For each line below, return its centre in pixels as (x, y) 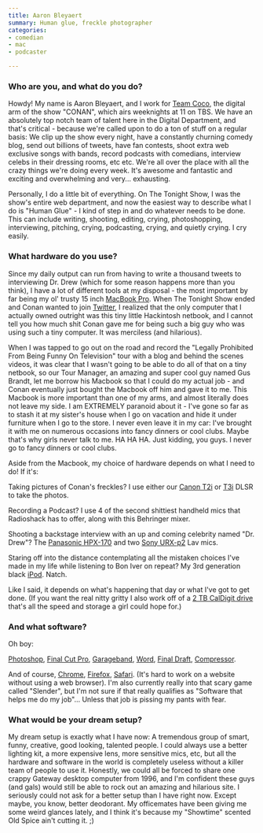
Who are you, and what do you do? (75, 86)
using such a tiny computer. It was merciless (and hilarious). (105, 332)
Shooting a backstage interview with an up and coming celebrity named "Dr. (131, 534)
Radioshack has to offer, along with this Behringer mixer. (99, 518)
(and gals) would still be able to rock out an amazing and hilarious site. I (124, 787)
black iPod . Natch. (38, 574)
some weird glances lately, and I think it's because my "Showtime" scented (130, 813)
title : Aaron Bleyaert (45, 15)
